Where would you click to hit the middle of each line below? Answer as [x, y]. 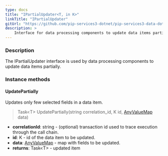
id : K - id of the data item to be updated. [54, 138]
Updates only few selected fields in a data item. [54, 102]
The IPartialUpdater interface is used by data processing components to [79, 61]
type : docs [16, 10]
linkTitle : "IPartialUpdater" [37, 19]
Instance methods [28, 79]
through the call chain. [35, 132]
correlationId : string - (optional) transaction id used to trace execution [85, 127]
